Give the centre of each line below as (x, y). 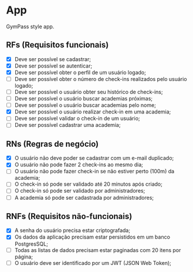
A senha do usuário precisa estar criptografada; (72, 230)
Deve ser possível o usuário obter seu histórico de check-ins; (89, 92)
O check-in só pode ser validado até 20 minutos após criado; (88, 184)
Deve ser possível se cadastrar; (53, 59)
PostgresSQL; (31, 244)
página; (24, 257)
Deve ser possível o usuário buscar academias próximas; (84, 99)
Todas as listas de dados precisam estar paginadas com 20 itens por (98, 250)
